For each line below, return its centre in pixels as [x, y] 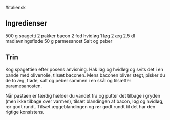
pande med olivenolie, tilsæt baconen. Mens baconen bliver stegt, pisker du [85, 75]
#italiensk [16, 7]
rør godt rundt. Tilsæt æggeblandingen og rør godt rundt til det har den [80, 106]
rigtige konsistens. [25, 112]
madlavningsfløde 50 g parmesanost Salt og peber [59, 41]
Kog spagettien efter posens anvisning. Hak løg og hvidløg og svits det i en [84, 69]
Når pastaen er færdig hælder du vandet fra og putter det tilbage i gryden [83, 95]
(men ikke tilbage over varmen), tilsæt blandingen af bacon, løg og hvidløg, [84, 101]
